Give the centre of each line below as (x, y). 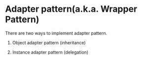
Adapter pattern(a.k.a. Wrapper (71, 9)
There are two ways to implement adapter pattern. (56, 33)
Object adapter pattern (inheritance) (49, 42)
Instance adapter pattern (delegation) (50, 52)
